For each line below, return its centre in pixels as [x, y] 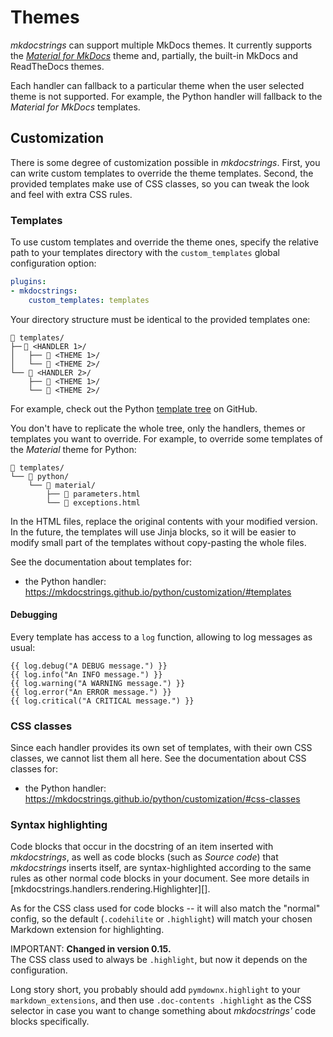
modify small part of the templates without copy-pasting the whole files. [158, 542]
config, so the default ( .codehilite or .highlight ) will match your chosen [161, 919]
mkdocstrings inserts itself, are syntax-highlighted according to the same [161, 868]
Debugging [34, 615]
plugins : [28, 282]
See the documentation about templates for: [101, 562]
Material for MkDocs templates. [75, 107]
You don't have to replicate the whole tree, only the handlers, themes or [158, 428]
